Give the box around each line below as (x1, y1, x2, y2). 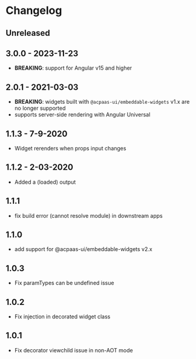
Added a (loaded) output (14, 178, 76, 186)
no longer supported (14, 104, 66, 112)
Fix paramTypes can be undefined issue (14, 280, 114, 287)
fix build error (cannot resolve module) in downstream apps (14, 212, 163, 219)
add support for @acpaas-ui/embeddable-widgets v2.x (14, 246, 152, 253)
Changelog (5, 4, 62, 18)
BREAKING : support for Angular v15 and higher (14, 64, 132, 72)
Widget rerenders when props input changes (14, 145, 126, 152)
